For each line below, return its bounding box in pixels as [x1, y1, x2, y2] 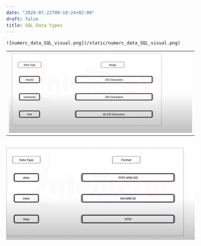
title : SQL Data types [6, 22, 63, 28]
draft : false [6, 16, 39, 22]
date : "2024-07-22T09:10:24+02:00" [6, 10, 95, 16]
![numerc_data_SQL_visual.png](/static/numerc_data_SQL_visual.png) [6, 40, 181, 46]
